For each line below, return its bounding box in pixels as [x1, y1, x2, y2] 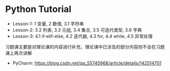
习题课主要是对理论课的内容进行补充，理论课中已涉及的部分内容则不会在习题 [5, 43, 165, 49]
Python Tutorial [5, 3, 72, 15]
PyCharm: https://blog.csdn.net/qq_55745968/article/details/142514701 [12, 60, 162, 66]
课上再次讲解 [5, 50, 32, 56]
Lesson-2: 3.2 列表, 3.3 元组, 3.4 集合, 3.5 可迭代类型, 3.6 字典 [12, 26, 142, 33]
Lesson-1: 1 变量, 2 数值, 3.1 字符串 [12, 20, 84, 26]
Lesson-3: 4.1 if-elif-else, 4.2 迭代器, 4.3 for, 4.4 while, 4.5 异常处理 [12, 33, 153, 39]
